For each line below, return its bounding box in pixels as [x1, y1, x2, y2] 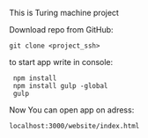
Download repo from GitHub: [9, 25, 114, 34]
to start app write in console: [9, 57, 114, 67]
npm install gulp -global [12, 82, 108, 91]
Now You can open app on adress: [9, 105, 135, 115]
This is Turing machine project [9, 8, 119, 18]
